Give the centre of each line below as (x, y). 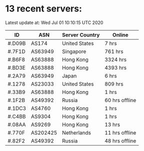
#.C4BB (17, 116)
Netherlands (76, 132)
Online (120, 34)
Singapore (74, 51)
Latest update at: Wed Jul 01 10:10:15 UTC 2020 (54, 22)
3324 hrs (115, 59)
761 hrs (114, 51)
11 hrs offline (120, 132)
